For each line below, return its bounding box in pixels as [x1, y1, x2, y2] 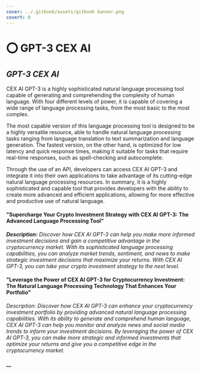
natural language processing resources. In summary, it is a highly [6, 178, 167, 186]
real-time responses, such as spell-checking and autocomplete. [6, 154, 163, 161]
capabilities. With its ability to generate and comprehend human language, [6, 315, 191, 322]
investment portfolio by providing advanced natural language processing [6, 308, 187, 316]
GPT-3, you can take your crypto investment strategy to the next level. [6, 262, 179, 269]
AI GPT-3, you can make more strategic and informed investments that [6, 333, 181, 341]
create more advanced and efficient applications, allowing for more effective [6, 191, 194, 198]
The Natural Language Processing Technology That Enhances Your [6, 283, 176, 290]
